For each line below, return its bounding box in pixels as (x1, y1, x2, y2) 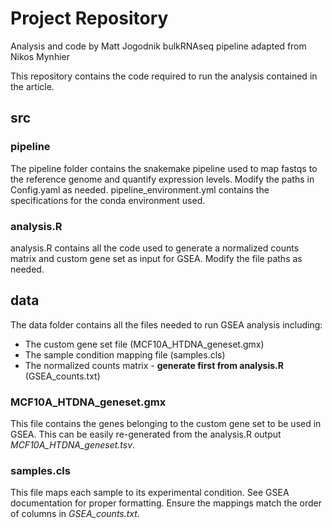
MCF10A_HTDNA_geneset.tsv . (10, 439, 136, 451)
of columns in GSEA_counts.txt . (10, 508, 140, 520)
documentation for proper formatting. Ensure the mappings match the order (10, 497, 322, 509)
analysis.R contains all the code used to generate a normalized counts (10, 242, 300, 254)
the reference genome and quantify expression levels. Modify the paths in (10, 173, 315, 185)
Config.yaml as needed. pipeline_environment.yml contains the (10, 183, 270, 196)
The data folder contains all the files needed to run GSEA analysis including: (10, 318, 323, 331)
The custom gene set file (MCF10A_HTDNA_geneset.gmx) (24, 338, 265, 350)
